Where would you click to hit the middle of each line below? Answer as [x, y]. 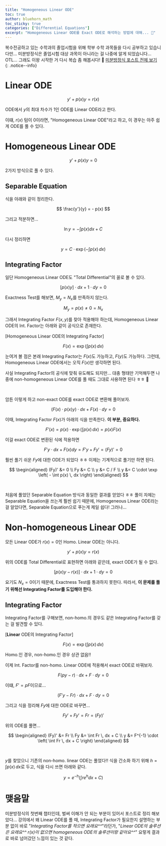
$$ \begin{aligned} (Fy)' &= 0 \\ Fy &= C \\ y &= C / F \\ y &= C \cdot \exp [83, 470]
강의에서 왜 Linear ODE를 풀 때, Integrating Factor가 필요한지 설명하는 [86, 820]
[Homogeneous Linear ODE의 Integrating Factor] [55, 336]
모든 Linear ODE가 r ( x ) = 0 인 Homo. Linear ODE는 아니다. [62, 542]
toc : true [15, 14]
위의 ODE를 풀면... [23, 725]
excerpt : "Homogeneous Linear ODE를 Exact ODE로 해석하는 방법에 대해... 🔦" [81, 33]
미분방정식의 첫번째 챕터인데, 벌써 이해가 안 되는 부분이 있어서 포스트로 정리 [78, 814]
